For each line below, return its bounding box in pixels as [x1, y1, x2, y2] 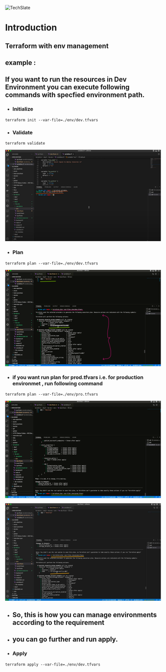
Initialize [12, 105, 34, 112]
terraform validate [5, 141, 45, 146]
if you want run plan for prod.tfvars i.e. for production [12, 374, 144, 381]
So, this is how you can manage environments [12, 611, 157, 619]
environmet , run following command [12, 380, 103, 387]
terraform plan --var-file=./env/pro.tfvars [5, 392, 98, 397]
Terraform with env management [5, 42, 109, 50]
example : [5, 58, 36, 67]
